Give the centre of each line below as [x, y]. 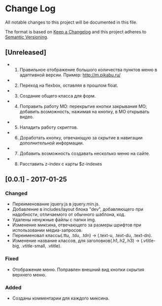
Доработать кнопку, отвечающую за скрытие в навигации [81, 137]
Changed [16, 194]
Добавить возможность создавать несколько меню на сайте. [85, 153]
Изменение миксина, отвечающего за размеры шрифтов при [77, 225]
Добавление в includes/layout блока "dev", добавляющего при [78, 209]
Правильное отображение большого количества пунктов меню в [88, 69]
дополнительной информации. [52, 143]
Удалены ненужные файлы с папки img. [54, 220]
